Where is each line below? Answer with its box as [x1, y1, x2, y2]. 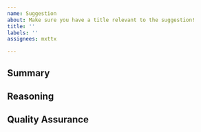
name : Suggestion [7, 10, 57, 17]
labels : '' [7, 29, 39, 36]
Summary [7, 67, 50, 79]
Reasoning [7, 90, 54, 102]
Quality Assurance [7, 114, 89, 126]
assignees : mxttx [7, 36, 57, 43]
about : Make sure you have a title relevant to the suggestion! [7, 16, 195, 23]
